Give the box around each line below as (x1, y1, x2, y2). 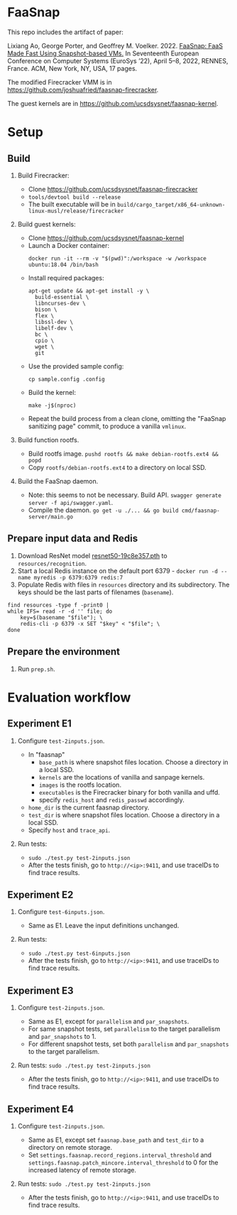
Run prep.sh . (17, 665, 55, 673)
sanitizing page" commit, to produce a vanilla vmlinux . (28, 422, 187, 430)
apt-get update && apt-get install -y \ (28, 287, 150, 295)
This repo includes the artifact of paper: (7, 28, 124, 36)
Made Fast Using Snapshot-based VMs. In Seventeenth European (7, 49, 199, 58)
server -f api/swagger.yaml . (28, 498, 114, 506)
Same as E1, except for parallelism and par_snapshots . (28, 1017, 189, 1026)
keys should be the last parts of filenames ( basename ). (17, 587, 174, 596)
